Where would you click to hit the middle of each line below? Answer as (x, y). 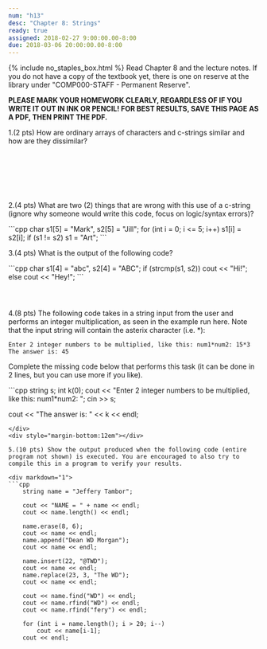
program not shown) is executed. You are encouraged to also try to (124, 457)
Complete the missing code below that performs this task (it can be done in (132, 366)
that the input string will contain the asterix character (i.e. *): (107, 330)
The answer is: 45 (39, 352)
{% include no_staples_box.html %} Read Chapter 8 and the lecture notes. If (133, 68)
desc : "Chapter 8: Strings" (55, 23)
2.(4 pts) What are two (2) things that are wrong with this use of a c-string (130, 205)
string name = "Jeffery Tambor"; (78, 492)
